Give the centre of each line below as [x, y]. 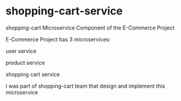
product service [25, 63]
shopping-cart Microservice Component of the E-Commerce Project [90, 28]
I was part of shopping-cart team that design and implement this [85, 86]
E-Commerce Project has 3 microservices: [58, 39]
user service [21, 51]
